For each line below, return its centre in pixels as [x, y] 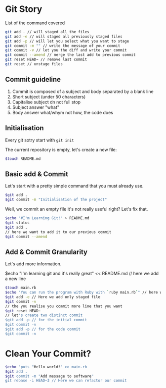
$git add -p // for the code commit [43, 329]
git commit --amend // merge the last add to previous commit [70, 55]
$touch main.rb [21, 288]
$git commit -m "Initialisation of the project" [56, 200]
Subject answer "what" [36, 107]
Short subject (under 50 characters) [49, 97]
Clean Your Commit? [48, 354]
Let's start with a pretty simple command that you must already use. [74, 186]
